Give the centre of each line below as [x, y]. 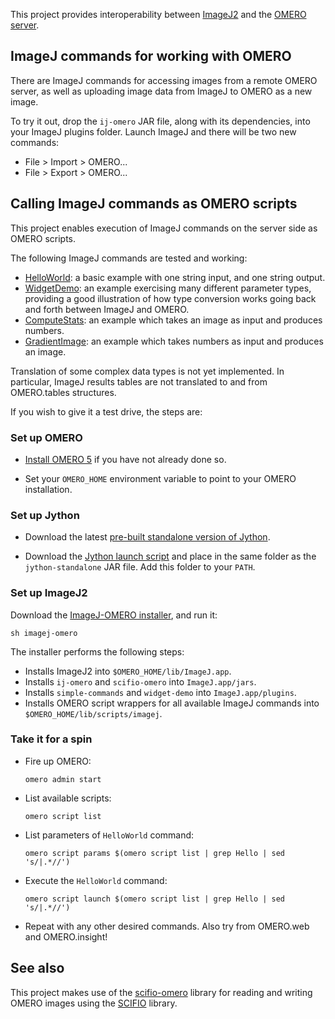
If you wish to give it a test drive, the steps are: [106, 411]
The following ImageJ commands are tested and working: [129, 258]
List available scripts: [68, 798]
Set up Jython [45, 515]
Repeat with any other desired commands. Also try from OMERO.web [167, 926]
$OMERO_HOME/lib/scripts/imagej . [93, 713]
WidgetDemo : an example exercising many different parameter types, [168, 288]
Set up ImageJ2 [49, 593]
